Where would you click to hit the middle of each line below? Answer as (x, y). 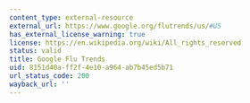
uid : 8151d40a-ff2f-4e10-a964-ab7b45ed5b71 (92, 68)
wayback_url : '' (39, 84)
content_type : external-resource (71, 17)
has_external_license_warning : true (77, 34)
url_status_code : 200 (50, 76)
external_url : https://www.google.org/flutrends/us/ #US (115, 26)
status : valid (36, 51)
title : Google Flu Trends (57, 59)
